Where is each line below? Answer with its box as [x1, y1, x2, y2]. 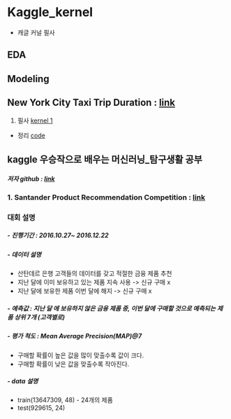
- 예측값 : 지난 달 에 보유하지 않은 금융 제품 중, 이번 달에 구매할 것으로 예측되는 [7, 304, 216, 312]
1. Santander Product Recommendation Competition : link [7, 192, 206, 202]
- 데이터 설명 [7, 250, 42, 259]
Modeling [7, 73, 50, 85]
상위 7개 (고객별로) [14, 312, 65, 321]
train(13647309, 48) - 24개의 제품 [17, 396, 113, 404]
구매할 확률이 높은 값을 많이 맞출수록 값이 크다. [17, 351, 144, 359]
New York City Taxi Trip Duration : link [7, 97, 176, 109]
